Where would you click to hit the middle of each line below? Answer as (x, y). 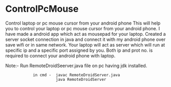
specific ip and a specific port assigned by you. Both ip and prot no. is (79, 50)
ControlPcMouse (42, 9)
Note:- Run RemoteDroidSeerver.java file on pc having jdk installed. (76, 66)
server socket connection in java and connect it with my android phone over (85, 39)
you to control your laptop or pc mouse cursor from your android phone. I (83, 28)
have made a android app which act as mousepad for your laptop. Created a (86, 34)
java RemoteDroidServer (81, 79)
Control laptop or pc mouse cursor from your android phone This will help (83, 23)
